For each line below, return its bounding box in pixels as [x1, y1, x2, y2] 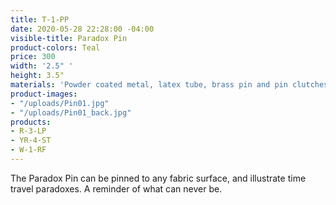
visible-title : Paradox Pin [10, 33, 128, 43]
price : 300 [10, 52, 56, 62]
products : [10, 117, 52, 127]
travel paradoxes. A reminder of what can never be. [10, 182, 223, 195]
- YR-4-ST [10, 136, 52, 146]
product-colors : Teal [10, 42, 101, 53]
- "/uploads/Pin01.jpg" [10, 98, 110, 108]
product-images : [10, 89, 78, 99]
